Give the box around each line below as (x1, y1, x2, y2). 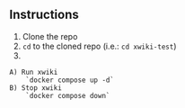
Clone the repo (22, 31, 78, 41)
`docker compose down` (25, 91, 110, 100)
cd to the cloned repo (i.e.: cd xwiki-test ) (22, 40, 177, 51)
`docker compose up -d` (25, 76, 115, 85)
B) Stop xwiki (9, 83, 63, 93)
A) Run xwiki (9, 67, 58, 76)
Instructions (9, 7, 79, 22)
